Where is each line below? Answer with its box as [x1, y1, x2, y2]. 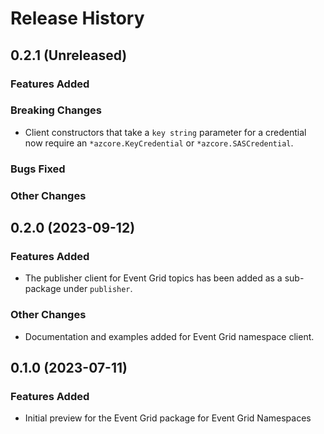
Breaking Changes [10, 103, 103, 117]
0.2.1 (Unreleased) [10, 47, 128, 64]
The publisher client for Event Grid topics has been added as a [24, 272, 283, 284]
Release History [10, 7, 145, 30]
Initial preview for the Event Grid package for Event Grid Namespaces [24, 412, 312, 424]
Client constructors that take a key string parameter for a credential [24, 126, 307, 138]
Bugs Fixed [10, 162, 66, 176]
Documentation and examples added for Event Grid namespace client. [24, 330, 315, 342]
